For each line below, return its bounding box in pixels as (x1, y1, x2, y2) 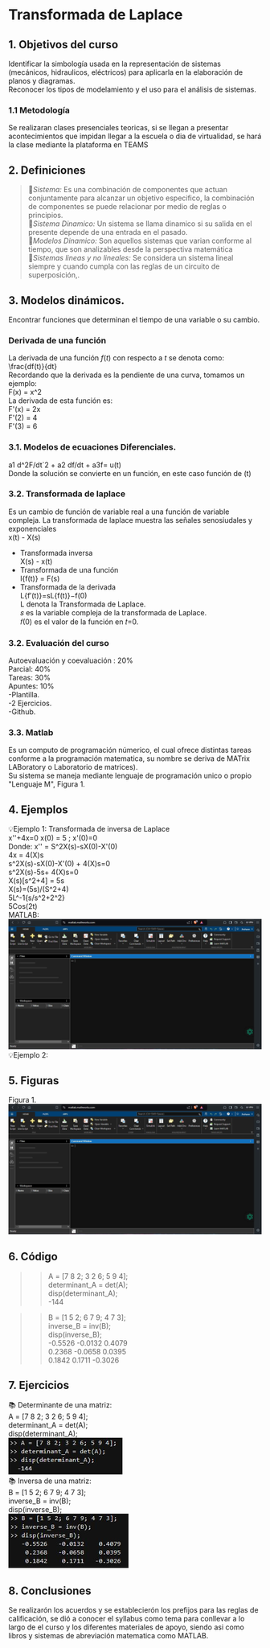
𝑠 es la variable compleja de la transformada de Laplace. (19, 607, 207, 617)
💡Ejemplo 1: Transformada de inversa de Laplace (8, 824, 170, 834)
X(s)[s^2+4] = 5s (8, 876, 65, 886)
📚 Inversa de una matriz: (8, 1476, 92, 1486)
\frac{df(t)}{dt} (8, 362, 58, 372)
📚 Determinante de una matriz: (8, 1400, 112, 1410)
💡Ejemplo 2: (8, 1050, 48, 1059)
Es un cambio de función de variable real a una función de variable (8, 507, 230, 516)
